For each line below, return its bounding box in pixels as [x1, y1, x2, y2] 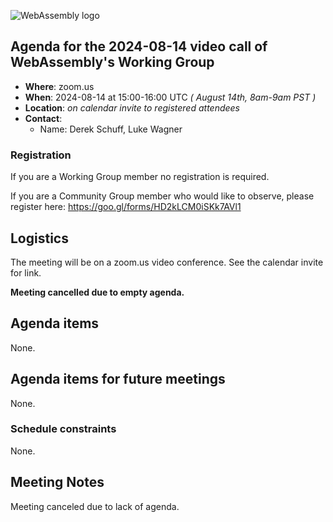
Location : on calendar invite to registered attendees [24, 101, 241, 114]
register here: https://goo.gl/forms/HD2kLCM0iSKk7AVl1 [10, 201, 242, 213]
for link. [10, 266, 42, 279]
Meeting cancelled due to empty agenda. [10, 286, 185, 298]
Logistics [10, 230, 69, 247]
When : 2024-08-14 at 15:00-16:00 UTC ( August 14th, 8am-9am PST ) [24, 91, 317, 103]
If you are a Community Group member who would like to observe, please [10, 190, 315, 202]
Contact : [24, 112, 63, 124]
